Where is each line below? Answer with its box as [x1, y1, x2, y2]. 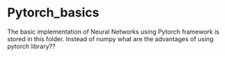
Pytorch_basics [7, 5, 99, 21]
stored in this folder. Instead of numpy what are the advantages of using [7, 34, 214, 43]
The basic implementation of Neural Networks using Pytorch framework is [7, 27, 220, 36]
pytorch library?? [7, 42, 56, 50]
